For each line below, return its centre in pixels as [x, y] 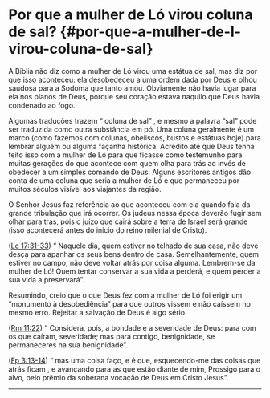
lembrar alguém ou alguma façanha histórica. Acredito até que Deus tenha [131, 146]
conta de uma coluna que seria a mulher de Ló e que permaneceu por [124, 180]
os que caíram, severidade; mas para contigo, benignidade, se [112, 336]
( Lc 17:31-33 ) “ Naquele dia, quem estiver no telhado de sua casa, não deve [133, 246]
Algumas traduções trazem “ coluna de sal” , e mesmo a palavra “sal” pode [133, 120]
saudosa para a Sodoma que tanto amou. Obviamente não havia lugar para [132, 88]
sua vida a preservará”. [47, 279]
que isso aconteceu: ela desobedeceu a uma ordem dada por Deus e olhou [133, 79]
